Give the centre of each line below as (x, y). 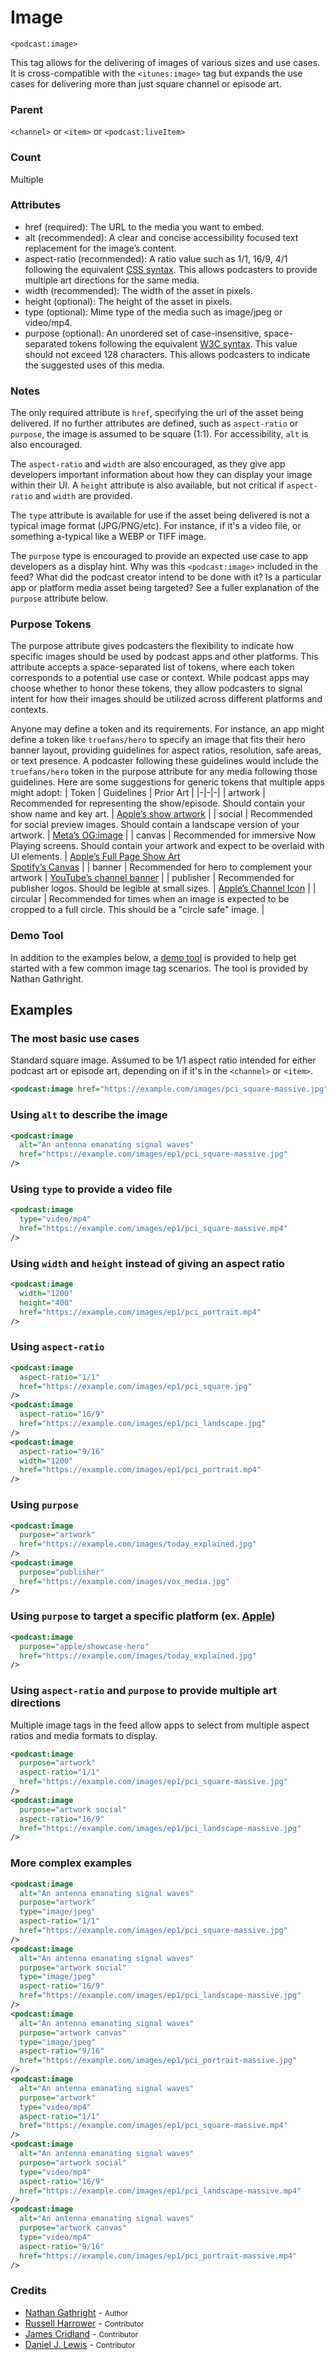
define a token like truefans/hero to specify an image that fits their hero (158, 740)
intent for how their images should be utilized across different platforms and (166, 699)
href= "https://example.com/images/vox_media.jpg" (124, 1581)
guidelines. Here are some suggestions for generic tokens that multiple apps (167, 782)
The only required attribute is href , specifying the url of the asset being (157, 413)
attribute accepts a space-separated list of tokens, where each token (152, 667)
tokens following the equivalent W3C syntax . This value (183, 343)
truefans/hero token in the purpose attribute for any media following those (164, 772)
